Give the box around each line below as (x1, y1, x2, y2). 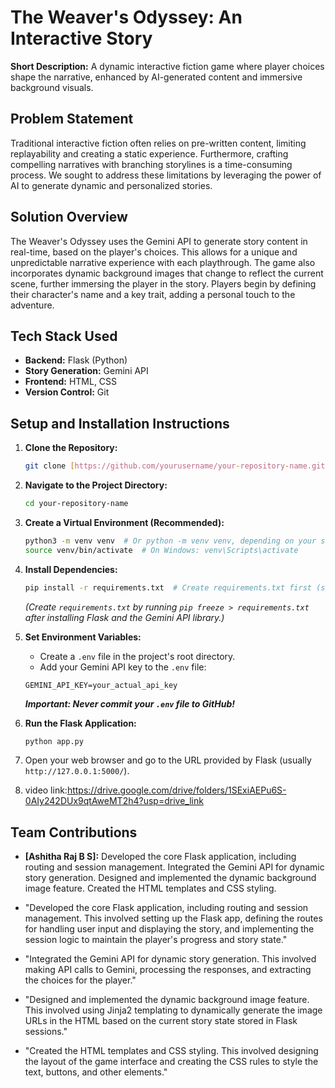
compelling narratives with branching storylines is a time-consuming (10, 158, 293, 170)
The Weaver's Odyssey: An (10, 6, 243, 29)
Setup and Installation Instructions (10, 415, 230, 432)
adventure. (10, 299, 55, 311)
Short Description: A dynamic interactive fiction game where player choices (10, 60, 325, 72)
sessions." (24, 1026, 68, 1038)
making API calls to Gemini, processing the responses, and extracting (24, 964, 312, 976)
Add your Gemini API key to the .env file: (39, 661, 207, 673)
